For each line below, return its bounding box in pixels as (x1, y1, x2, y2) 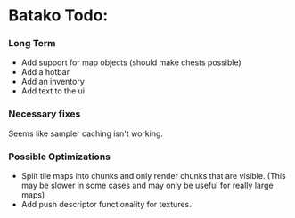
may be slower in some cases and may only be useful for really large (20, 180, 274, 191)
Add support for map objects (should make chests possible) (20, 57, 242, 68)
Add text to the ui (20, 85, 86, 96)
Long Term (8, 37, 56, 50)
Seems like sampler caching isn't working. (8, 128, 164, 139)
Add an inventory (20, 77, 86, 87)
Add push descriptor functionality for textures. (20, 199, 193, 210)
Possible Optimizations (8, 150, 111, 163)
